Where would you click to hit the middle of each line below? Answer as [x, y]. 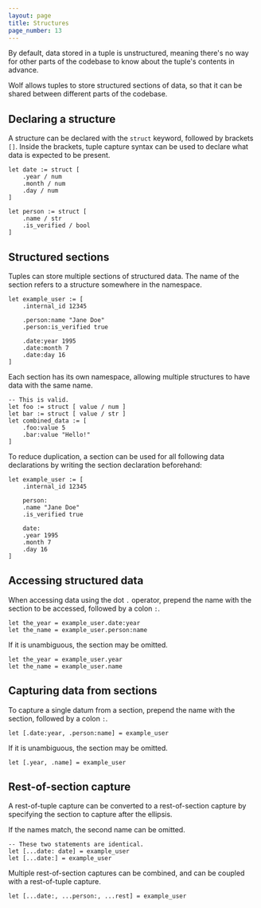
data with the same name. [51, 385]
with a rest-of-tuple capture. [55, 882]
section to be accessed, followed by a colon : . [84, 608]
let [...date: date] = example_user [69, 851]
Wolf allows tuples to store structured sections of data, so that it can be [125, 85]
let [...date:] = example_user [60, 859]
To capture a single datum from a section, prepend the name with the [122, 709]
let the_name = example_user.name [66, 666]
